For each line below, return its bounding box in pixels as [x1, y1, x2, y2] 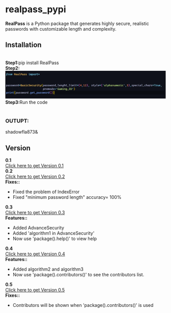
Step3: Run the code [5, 99, 48, 105]
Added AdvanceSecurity [12, 225, 65, 231]
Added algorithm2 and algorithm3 [12, 266, 84, 272]
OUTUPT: [5, 117, 29, 124]
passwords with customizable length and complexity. [5, 25, 117, 32]
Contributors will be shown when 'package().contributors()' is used [12, 302, 154, 308]
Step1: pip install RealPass [5, 60, 60, 66]
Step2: [5, 65, 20, 71]
